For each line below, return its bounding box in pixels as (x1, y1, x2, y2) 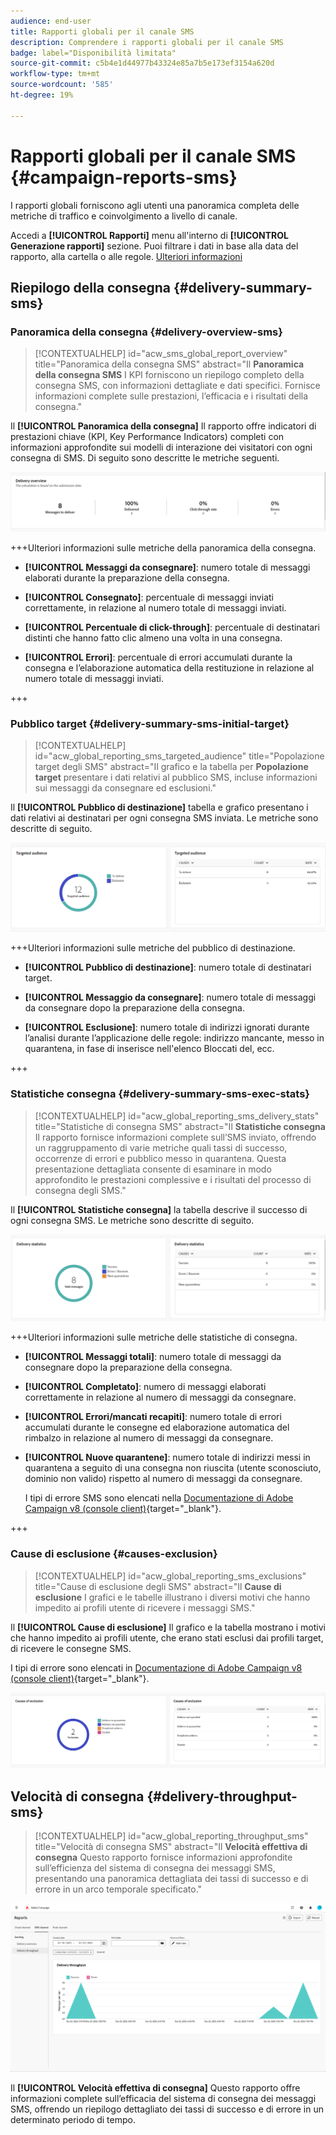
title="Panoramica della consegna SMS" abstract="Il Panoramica (34, 358, 305, 370)
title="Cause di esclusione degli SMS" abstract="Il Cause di (34, 1580, 282, 1592)
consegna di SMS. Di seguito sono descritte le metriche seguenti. (10, 452, 280, 464)
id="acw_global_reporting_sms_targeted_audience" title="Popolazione (34, 750, 325, 762)
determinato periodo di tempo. (10, 2114, 136, 2126)
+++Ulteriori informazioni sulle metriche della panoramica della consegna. (10, 541, 317, 554)
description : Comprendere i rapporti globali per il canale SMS (10, 37, 284, 47)
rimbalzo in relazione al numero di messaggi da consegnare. (24, 1432, 274, 1444)
